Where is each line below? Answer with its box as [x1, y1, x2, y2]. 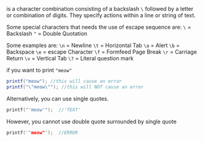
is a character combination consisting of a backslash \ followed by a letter [6, 5, 194, 12]
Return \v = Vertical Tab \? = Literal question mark [6, 55, 134, 62]
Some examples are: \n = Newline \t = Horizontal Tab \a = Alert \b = [6, 42, 180, 49]
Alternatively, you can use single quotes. [6, 94, 109, 102]
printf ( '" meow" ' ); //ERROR [6, 129, 79, 136]
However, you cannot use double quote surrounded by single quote [6, 118, 177, 125]
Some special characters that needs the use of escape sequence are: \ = [6, 24, 191, 30]
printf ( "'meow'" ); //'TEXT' [6, 107, 81, 113]
